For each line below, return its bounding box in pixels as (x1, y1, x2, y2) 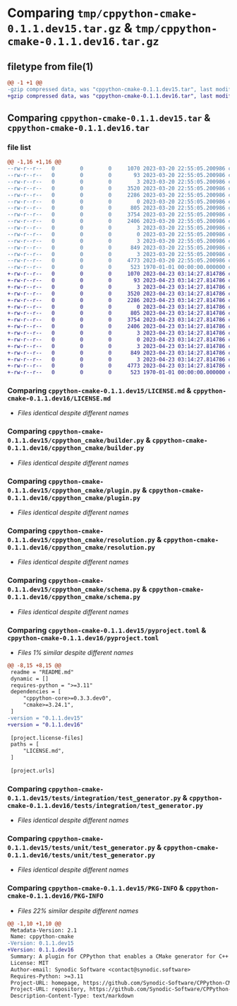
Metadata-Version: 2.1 (10, 927, 78, 934)
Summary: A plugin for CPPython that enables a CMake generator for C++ (10, 953, 229, 960)
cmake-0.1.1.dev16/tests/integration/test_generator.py (7, 802, 203, 809)
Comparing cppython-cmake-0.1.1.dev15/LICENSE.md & (7, 386, 192, 395)
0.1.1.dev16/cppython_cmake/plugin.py (7, 494, 141, 502)
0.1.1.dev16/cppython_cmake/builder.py (7, 444, 145, 452)
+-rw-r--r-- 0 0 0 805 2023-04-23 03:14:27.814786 (7, 310, 226, 317)
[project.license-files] (10, 734, 83, 741)
